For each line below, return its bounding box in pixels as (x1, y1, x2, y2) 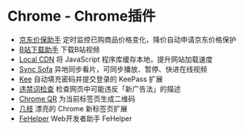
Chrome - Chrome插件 (7, 7, 156, 25)
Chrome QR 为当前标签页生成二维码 (18, 94, 135, 103)
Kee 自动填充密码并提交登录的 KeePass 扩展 (18, 74, 163, 84)
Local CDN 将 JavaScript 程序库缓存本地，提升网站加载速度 (18, 54, 213, 64)
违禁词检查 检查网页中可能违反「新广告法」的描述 (18, 84, 181, 93)
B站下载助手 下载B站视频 (18, 44, 101, 54)
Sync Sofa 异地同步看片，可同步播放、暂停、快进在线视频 (18, 64, 208, 73)
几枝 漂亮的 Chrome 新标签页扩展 (18, 103, 128, 113)
